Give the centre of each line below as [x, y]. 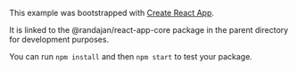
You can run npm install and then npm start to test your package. [131, 56]
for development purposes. [59, 39]
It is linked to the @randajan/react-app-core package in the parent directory [149, 30]
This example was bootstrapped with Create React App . [112, 13]
